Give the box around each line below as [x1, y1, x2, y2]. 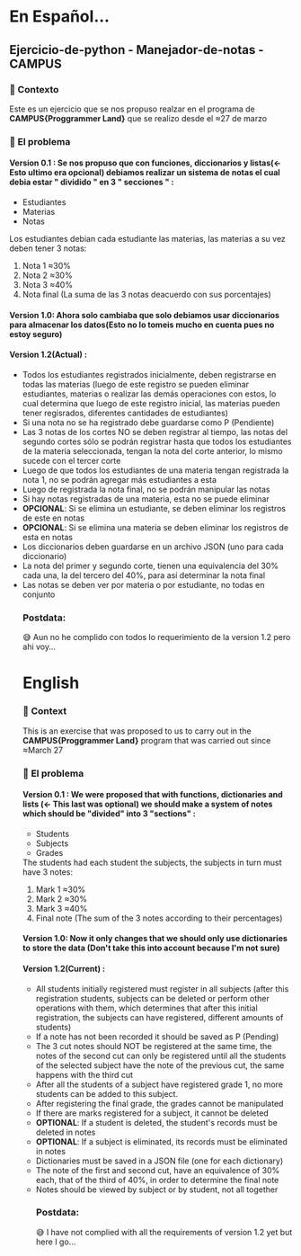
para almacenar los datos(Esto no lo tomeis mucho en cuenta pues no [9, 319, 275, 330]
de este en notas [22, 512, 85, 523]
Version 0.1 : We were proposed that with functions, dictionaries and [22, 789, 283, 800]
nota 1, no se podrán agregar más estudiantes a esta [22, 474, 217, 485]
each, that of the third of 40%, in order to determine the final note [35, 1174, 279, 1185]
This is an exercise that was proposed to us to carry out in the [22, 726, 252, 736]
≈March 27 [22, 744, 64, 755]
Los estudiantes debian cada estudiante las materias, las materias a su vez [9, 234, 286, 244]
